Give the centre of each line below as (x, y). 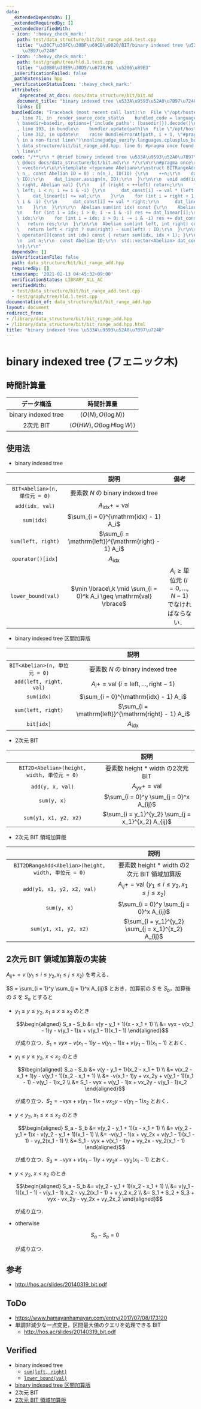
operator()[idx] (35, 559)
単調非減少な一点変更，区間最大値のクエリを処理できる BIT (88, 1325)
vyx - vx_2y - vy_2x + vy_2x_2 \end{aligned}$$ (105, 1199)
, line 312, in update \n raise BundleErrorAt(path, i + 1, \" (100, 135)
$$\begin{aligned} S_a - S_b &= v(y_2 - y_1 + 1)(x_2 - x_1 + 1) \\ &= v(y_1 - (105, 1186)
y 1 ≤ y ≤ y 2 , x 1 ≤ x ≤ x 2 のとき (52, 1011)
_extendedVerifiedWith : (41, 29)
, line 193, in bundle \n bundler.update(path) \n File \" (95, 129)
